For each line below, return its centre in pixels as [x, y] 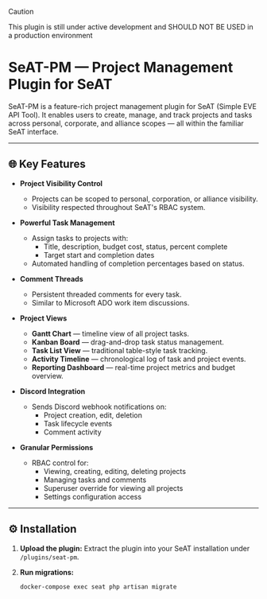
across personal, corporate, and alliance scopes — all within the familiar [126, 123]
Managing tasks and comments [95, 480]
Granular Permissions [56, 447]
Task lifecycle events [78, 423]
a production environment [50, 35]
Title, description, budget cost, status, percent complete [135, 247]
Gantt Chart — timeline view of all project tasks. [110, 333]
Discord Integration [52, 391]
